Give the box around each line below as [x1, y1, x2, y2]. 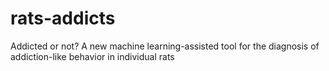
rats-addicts [10, 7, 116, 30]
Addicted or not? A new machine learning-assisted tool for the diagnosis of [10, 40, 320, 52]
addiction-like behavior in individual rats [10, 50, 175, 62]
